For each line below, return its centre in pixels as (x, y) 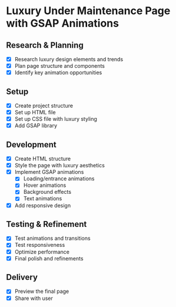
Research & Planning (45, 45)
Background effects (47, 192)
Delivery (22, 277)
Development (31, 145)
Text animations (43, 199)
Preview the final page (42, 291)
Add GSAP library (36, 126)
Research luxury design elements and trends (69, 59)
